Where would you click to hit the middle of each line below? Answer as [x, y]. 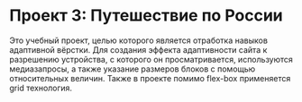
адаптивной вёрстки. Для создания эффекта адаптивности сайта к [138, 49]
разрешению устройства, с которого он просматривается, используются [151, 59]
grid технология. [41, 88]
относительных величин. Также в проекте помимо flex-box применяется [150, 78]
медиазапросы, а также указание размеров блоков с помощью [133, 69]
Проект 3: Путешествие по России [146, 16]
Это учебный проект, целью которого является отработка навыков [139, 40]
